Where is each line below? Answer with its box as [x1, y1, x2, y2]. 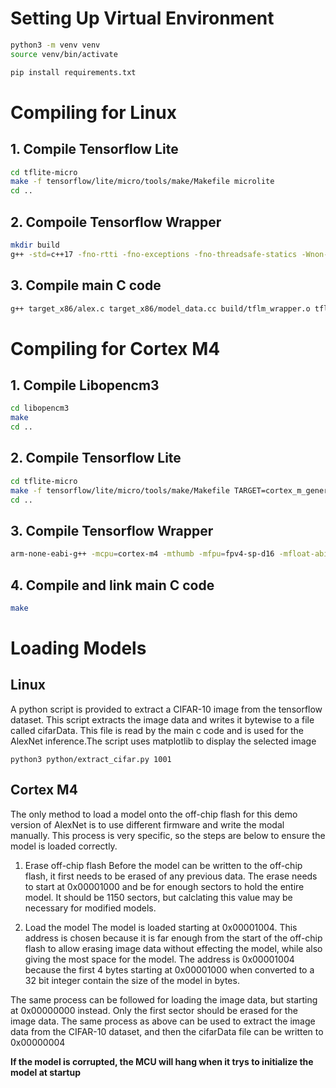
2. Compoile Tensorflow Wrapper [10, 213, 222, 231]
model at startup [10, 1066, 82, 1078]
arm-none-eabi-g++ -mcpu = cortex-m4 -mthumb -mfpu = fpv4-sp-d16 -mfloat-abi [10, 549, 329, 559]
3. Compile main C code [10, 277, 162, 294]
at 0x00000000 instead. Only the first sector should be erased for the [10, 1004, 298, 1016]
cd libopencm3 [10, 403, 70, 414]
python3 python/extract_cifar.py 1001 [10, 754, 172, 764]
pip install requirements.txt [10, 67, 137, 77]
